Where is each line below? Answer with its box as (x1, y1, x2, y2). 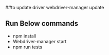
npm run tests (12, 44, 43, 50)
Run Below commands (5, 19, 79, 28)
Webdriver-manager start (12, 38, 67, 44)
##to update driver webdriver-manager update (5, 5, 104, 10)
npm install (12, 33, 37, 39)
